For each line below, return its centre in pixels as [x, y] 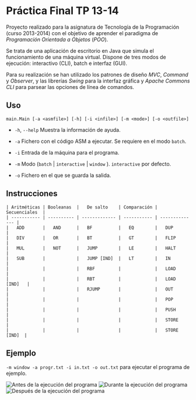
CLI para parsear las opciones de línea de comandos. [70, 87]
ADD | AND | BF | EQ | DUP [95, 228]
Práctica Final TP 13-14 [63, 11]
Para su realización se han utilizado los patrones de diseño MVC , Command [97, 74]
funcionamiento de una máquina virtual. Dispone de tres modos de [86, 57]
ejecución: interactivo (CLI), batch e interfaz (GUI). [66, 63]
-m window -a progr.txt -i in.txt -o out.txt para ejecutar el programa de [98, 367]
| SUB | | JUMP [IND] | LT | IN [88, 258]
